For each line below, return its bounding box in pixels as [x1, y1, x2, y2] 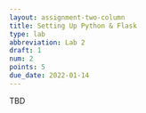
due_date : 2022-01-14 [9, 71, 90, 80]
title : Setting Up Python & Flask [9, 21, 138, 30]
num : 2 [9, 54, 34, 63]
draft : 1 [9, 46, 42, 55]
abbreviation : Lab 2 [9, 37, 86, 47]
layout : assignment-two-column [9, 12, 126, 22]
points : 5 [9, 63, 46, 72]
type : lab [9, 29, 46, 38]
